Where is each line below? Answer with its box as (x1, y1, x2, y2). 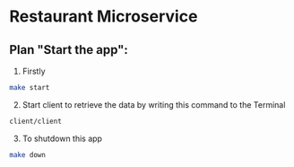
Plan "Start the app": (9, 42, 128, 57)
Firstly (22, 66, 47, 76)
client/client (9, 117, 63, 126)
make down (9, 150, 47, 159)
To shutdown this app (22, 133, 103, 144)
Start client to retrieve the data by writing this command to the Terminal (22, 99, 286, 110)
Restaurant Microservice (9, 6, 198, 27)
